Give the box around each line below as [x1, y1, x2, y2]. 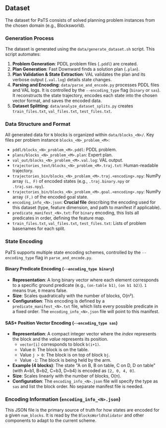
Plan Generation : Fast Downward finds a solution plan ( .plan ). [12, 66, 140, 72]
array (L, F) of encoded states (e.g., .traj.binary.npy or [12, 178, 130, 184]
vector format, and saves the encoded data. [12, 98, 102, 104]
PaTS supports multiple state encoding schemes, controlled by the [5, 249, 141, 255]
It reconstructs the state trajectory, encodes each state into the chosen [12, 93, 158, 99]
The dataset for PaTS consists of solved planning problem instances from [5, 17, 155, 23]
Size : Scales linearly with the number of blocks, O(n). [12, 373, 121, 379]
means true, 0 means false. [12, 287, 68, 293]
